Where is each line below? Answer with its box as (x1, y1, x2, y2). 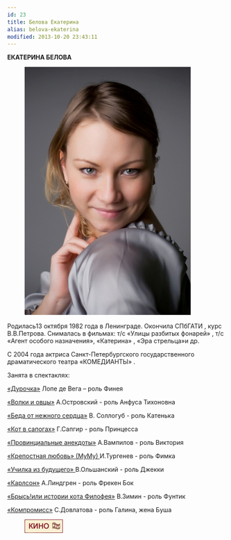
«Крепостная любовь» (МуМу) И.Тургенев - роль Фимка (7, 452, 176, 460)
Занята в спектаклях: (7, 371, 71, 379)
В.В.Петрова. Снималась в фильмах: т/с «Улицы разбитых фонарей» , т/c (7, 329, 224, 338)
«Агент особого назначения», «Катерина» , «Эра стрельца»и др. (7, 337, 200, 345)
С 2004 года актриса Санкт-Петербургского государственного (7, 350, 195, 359)
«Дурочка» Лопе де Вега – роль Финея (7, 384, 123, 393)
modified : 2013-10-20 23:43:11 (7, 33, 98, 40)
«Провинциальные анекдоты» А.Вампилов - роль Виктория (7, 439, 184, 447)
